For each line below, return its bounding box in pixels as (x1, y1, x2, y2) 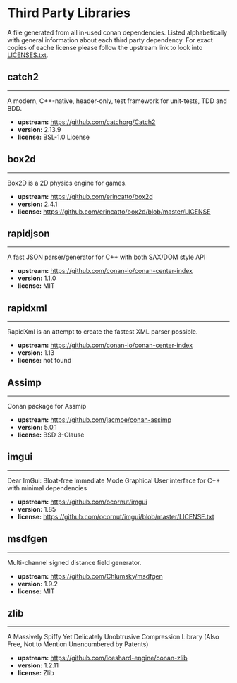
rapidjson (7, 227, 51, 239)
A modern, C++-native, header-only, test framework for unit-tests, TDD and (7, 97, 227, 105)
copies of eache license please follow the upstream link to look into (7, 43, 203, 52)
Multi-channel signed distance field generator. (7, 558, 142, 567)
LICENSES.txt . (7, 51, 49, 59)
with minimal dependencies (7, 483, 87, 492)
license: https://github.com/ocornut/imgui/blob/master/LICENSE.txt (17, 512, 215, 521)
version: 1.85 (17, 504, 56, 513)
